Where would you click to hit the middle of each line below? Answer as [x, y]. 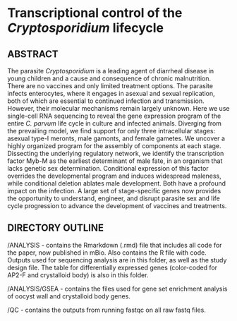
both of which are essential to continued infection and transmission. [106, 101]
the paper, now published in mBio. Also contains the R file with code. [107, 253]
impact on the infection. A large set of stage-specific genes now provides [114, 191]
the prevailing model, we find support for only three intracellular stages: [111, 131]
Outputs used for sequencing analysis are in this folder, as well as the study [117, 260]
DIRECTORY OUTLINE [56, 228]
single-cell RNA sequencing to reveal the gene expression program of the [114, 116]
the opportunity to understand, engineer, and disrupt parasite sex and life [114, 198]
